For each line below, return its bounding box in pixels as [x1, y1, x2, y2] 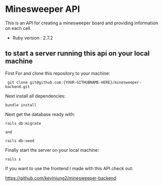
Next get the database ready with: [5, 111, 75, 117]
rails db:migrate [5, 121, 41, 126]
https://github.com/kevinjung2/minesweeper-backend [5, 175, 116, 181]
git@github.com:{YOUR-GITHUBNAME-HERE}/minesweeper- [29, 80, 142, 85]
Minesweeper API [5, 3, 80, 15]
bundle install [5, 102, 37, 107]
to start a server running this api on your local [5, 49, 150, 58]
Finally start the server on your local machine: [5, 147, 99, 153]
